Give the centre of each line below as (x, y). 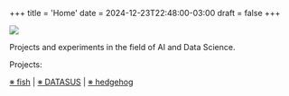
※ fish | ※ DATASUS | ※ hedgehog (71, 82)
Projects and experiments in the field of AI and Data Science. (122, 47)
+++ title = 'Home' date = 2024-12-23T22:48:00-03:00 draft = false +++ (145, 13)
